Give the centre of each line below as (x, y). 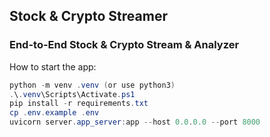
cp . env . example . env (54, 113)
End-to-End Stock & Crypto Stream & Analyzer (124, 45)
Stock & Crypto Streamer (88, 16)
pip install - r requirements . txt (79, 104)
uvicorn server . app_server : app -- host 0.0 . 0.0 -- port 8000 (135, 122)
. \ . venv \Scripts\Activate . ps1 (72, 94)
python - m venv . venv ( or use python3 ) (92, 85)
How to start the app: (53, 66)
